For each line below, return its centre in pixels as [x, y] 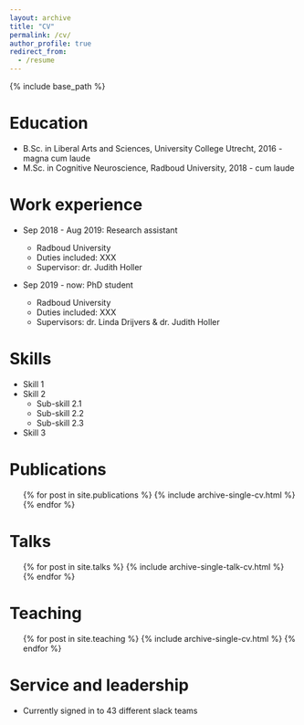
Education [49, 123]
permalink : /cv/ [40, 35]
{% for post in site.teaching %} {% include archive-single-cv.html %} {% [159, 638]
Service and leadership [99, 685]
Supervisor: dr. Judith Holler [89, 267]
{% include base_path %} [58, 86]
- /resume [36, 60]
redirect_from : [38, 52]
